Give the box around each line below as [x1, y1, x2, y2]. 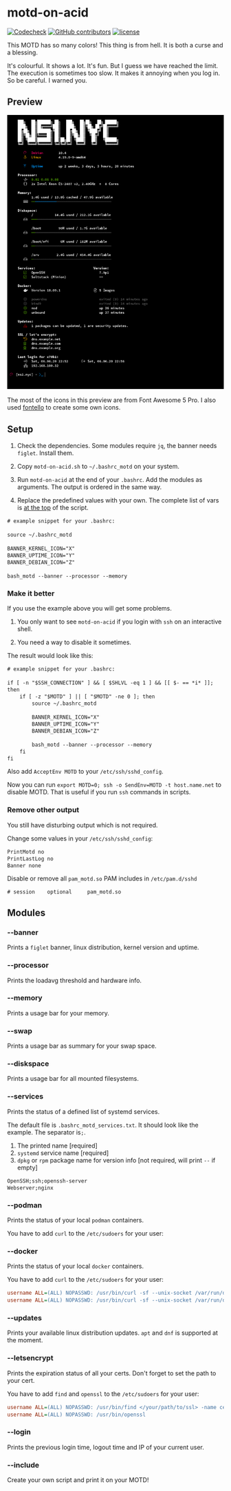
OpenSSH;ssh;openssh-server [7, 1177, 88, 1185]
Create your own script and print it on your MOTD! [7, 1476, 149, 1484]
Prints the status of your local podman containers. [7, 1216, 144, 1225]
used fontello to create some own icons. [7, 403, 121, 412]
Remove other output [7, 805, 80, 815]
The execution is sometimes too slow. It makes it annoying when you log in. [7, 69, 221, 77]
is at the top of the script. [16, 503, 89, 511]
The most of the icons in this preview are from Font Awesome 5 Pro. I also [7, 396, 217, 404]
